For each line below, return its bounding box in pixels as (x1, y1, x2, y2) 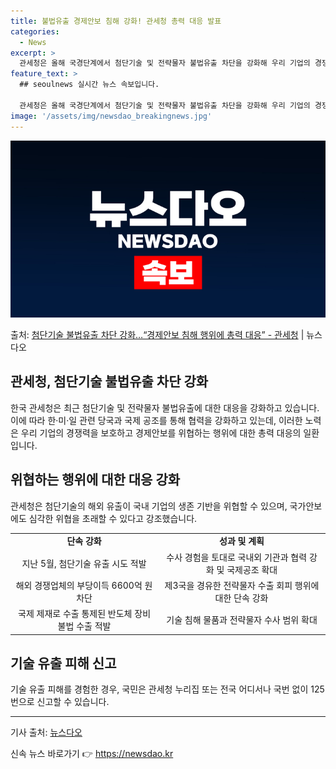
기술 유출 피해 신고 (10, 655, 117, 672)
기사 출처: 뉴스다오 (10, 726, 83, 739)
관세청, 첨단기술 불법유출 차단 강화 (10, 373, 209, 390)
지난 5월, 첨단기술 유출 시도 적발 (21, 557, 147, 569)
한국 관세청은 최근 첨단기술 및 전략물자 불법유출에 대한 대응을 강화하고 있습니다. (10, 401, 320, 414)
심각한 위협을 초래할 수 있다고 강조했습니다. (28, 512, 198, 524)
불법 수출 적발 (57, 620, 112, 632)
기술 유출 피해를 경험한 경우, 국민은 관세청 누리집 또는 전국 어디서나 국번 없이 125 (10, 683, 325, 695)
